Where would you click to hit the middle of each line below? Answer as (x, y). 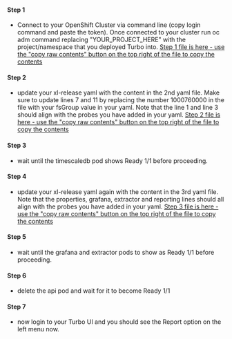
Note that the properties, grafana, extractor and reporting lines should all (120, 199)
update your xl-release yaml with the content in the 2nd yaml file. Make (118, 93)
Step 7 (17, 307)
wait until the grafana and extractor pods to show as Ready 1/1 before (116, 253)
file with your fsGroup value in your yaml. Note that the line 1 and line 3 (118, 108)
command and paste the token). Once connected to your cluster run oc (118, 32)
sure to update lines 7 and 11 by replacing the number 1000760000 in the (120, 100)
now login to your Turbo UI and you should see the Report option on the (119, 322)
